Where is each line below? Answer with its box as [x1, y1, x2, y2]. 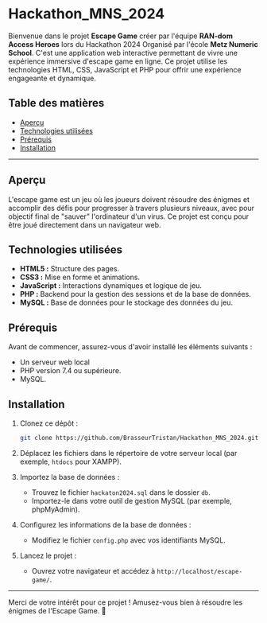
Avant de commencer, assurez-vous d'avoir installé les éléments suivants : [8, 342, 253, 352]
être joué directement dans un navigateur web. [8, 220, 161, 229]
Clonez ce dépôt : [19, 419, 79, 428]
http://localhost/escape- [157, 567, 243, 575]
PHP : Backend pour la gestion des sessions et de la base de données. [19, 290, 252, 299]
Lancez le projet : [19, 551, 77, 560]
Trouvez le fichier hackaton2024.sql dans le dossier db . [31, 487, 211, 497]
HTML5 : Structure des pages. [19, 264, 120, 274]
